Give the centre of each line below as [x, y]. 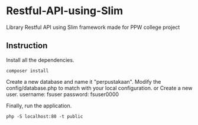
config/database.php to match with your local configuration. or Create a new [99, 88]
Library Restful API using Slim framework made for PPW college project [93, 27]
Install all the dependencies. [40, 60]
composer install [27, 71]
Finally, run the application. [39, 106]
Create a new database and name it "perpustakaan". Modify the [84, 81]
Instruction [27, 46]
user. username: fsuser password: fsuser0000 [63, 94]
